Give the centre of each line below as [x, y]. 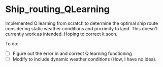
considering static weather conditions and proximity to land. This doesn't [81, 28]
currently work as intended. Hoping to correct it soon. [61, 34]
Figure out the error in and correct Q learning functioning [72, 53]
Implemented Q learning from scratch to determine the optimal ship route [82, 23]
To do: [12, 43]
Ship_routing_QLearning [58, 9]
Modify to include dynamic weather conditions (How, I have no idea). [85, 59]
